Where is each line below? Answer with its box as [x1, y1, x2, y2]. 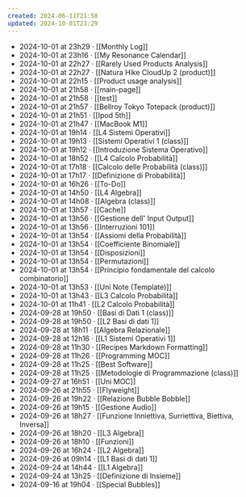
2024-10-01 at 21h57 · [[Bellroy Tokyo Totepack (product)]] [19, 102, 215, 112]
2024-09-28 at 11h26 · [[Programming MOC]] [19, 351, 170, 360]
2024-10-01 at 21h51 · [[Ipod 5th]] [19, 110, 131, 120]
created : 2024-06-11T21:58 [7, 11, 98, 20]
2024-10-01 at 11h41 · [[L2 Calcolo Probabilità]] [19, 299, 175, 309]
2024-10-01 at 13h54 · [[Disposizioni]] [19, 247, 146, 257]
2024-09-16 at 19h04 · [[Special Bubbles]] [19, 479, 161, 489]
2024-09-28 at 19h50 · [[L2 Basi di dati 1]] [19, 316, 160, 326]
